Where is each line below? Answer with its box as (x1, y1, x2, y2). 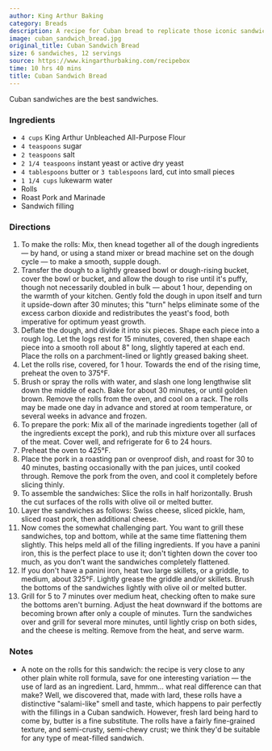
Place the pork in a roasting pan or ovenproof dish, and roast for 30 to (20, 454, 254, 464)
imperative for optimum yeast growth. (20, 317, 146, 327)
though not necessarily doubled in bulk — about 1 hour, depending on (20, 283, 253, 292)
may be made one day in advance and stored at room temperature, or (20, 403, 253, 413)
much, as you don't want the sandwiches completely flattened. (20, 557, 231, 567)
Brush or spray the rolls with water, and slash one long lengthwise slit (20, 377, 252, 387)
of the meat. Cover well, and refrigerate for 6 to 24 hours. (20, 437, 212, 447)
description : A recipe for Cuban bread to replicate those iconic (9, 27, 237, 35)
